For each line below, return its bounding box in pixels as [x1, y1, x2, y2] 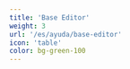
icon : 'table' [9, 38, 63, 47]
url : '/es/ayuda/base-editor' [9, 30, 123, 39]
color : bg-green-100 [9, 47, 87, 56]
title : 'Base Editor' [9, 13, 91, 22]
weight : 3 [9, 22, 47, 30]
